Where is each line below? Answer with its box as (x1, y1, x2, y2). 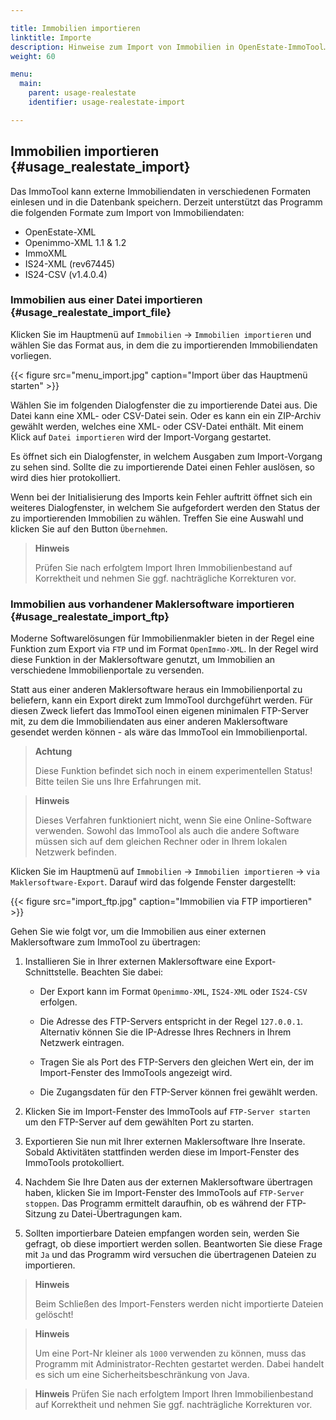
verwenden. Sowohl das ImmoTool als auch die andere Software (34, 825, 300, 837)
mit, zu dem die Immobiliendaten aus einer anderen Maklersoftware (10, 716, 289, 728)
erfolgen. (39, 996, 78, 1008)
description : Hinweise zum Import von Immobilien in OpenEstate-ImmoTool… (10, 42, 329, 52)
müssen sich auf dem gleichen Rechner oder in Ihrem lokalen (34, 836, 288, 848)
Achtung (34, 746, 73, 758)
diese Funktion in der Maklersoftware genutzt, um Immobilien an (10, 654, 276, 666)
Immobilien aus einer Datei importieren (10, 293, 203, 307)
